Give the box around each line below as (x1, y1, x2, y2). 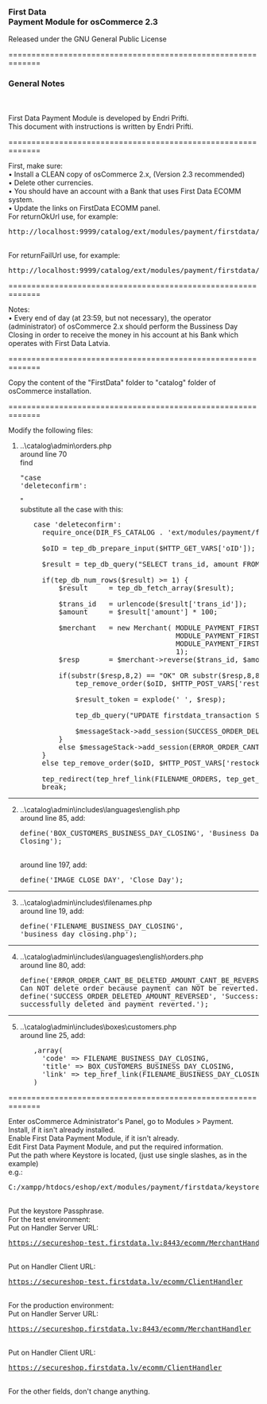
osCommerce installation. (8, 386, 92, 395)
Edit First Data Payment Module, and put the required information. (8, 1141, 224, 1151)
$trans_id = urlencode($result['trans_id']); (58, 599, 248, 609)
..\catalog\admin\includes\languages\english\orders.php (19, 951, 204, 961)
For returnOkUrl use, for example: (8, 212, 118, 221)
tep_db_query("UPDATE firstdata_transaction (75, 710, 252, 720)
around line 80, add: (19, 960, 86, 970)
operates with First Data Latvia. (8, 338, 110, 348)
